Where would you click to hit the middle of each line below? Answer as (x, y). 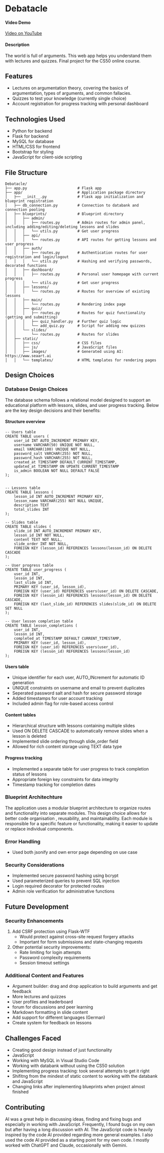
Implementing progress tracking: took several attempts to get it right (81, 1071)
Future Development (37, 907)
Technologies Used (35, 119)
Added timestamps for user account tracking (57, 698)
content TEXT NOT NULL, (38, 539)
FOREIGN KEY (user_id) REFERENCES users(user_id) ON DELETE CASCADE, (86, 591)
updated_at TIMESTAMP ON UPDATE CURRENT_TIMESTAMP (67, 466)
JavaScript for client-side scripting (47, 157)
